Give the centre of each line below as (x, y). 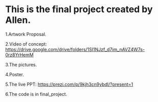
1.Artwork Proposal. (26, 34)
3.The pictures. (21, 64)
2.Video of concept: (26, 44)
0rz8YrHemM (20, 55)
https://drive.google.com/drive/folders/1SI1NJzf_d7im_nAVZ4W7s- (75, 49)
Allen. (18, 20)
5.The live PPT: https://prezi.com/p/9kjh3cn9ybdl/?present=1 (69, 84)
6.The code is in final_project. (36, 94)
